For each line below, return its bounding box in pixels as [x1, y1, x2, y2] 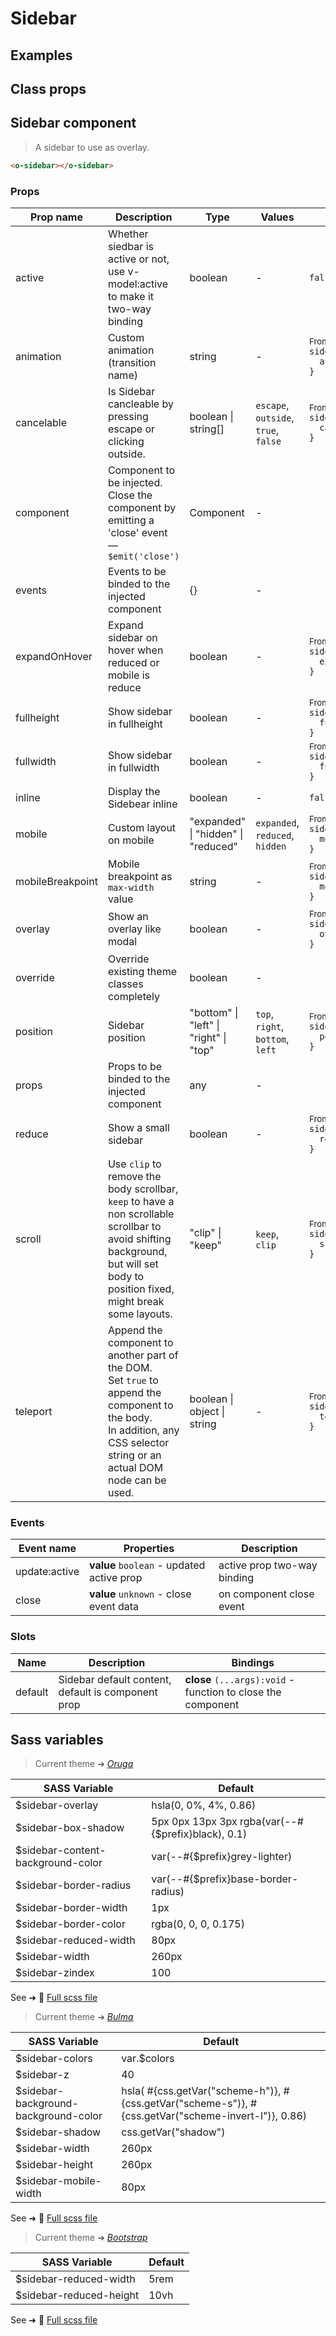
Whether [107, 227, 149, 241]
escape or [107, 422, 156, 436]
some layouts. [107, 1307, 173, 1321]
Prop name [29, 210, 83, 224]
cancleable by [107, 397, 174, 411]
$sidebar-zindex [15, 1966, 95, 1980]
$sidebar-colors [15, 2052, 93, 2066]
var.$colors [121, 2052, 175, 2066]
